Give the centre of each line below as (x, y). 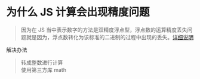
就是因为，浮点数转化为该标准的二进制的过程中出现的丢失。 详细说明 (110, 37)
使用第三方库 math (44, 69)
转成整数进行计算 (42, 62)
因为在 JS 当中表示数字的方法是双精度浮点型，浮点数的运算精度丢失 (104, 30)
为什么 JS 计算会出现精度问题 (78, 12)
